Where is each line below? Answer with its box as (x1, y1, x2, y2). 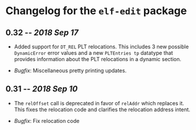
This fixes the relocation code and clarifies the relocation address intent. (14, 106, 191, 113)
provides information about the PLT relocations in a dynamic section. (14, 56, 181, 62)
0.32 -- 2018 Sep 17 (5, 28, 79, 38)
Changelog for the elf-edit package (5, 4, 187, 18)
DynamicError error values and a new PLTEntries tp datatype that (14, 49, 174, 56)
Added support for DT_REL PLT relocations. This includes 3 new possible (14, 43, 190, 50)
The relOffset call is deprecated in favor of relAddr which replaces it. (14, 99, 184, 106)
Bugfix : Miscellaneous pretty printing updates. (14, 67, 127, 74)
